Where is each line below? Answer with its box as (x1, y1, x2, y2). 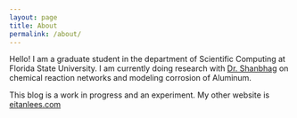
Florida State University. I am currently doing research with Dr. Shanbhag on (9, 63, 289, 74)
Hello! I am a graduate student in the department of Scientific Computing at (9, 54, 285, 65)
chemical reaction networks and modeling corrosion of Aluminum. (9, 73, 252, 83)
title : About (9, 21, 58, 30)
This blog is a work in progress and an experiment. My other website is (9, 90, 270, 100)
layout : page (9, 12, 58, 22)
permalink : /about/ (9, 29, 82, 38)
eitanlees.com (9, 99, 62, 110)
